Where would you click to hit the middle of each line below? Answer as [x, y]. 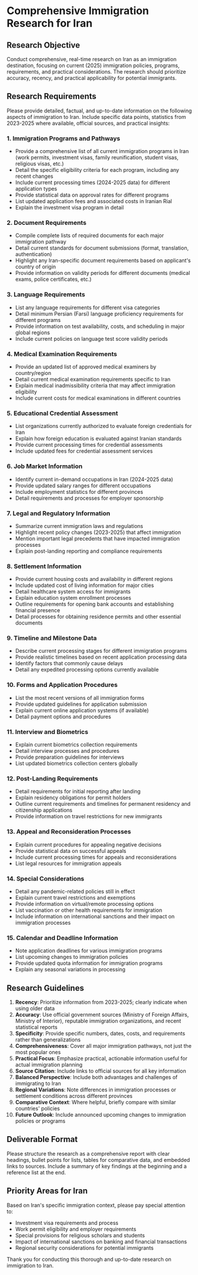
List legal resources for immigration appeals [68, 863]
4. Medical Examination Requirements [62, 354]
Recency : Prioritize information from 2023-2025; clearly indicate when [101, 1002]
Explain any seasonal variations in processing [70, 969]
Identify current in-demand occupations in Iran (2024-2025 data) [94, 479]
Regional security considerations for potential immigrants [84, 1248]
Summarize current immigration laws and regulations [79, 526]
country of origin [36, 267]
